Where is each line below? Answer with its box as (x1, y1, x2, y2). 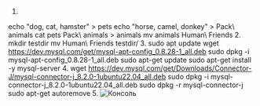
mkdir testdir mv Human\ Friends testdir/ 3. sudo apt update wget (8, 38, 219, 48)
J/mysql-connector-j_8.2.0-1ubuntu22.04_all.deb (8, 72, 167, 81)
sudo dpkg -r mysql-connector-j (138, 80, 244, 90)
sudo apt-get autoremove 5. (8, 89, 99, 97)
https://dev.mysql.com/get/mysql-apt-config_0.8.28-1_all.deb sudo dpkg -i (8, 47, 250, 56)
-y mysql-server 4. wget (8, 64, 87, 73)
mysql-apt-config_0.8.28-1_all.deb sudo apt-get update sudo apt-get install (8, 55, 251, 64)
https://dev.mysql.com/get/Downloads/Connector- (87, 64, 252, 73)
